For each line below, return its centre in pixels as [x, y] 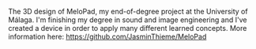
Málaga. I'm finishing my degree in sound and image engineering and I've [128, 20]
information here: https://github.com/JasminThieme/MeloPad [107, 36]
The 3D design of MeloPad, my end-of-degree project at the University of [128, 11]
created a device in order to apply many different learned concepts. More [128, 28]
